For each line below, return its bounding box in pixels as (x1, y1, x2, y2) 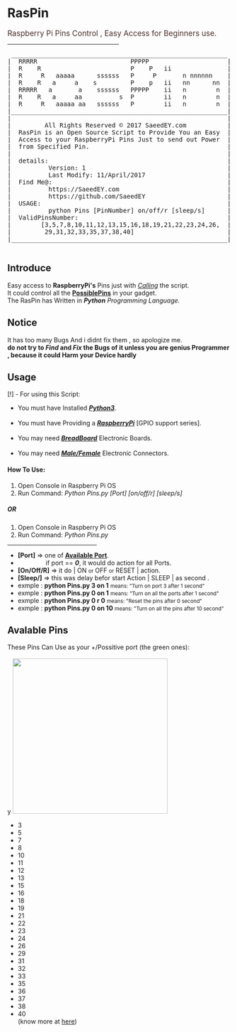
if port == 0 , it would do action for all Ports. (45, 558, 172, 567)
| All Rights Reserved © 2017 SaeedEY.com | (7, 121, 231, 129)
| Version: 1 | (7, 163, 231, 172)
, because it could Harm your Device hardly (7, 350, 137, 359)
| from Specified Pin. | (7, 142, 231, 151)
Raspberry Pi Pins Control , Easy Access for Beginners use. (7, 28, 217, 38)
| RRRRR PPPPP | (7, 57, 231, 65)
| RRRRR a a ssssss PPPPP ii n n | (7, 85, 231, 94)
